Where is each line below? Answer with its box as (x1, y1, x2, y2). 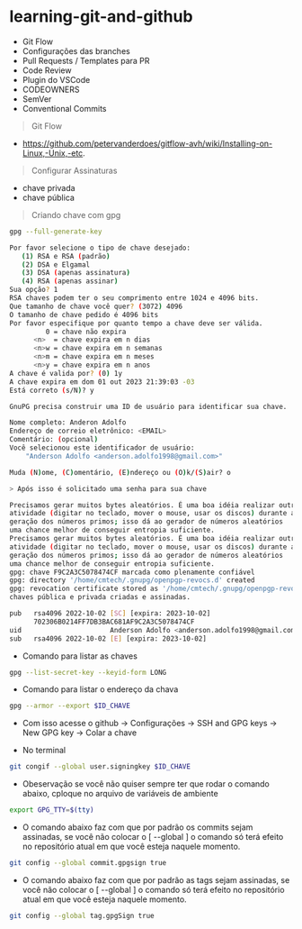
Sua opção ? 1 (9, 286, 58, 295)
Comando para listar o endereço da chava (22, 684, 179, 695)
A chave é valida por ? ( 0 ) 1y (9, 369, 123, 378)
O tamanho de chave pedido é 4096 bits (9, 310, 159, 319)
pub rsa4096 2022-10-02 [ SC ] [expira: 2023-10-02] (9, 609, 211, 618)
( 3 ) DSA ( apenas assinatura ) (21, 269, 130, 278)
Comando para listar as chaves (22, 651, 138, 661)
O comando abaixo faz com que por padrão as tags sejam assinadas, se (22, 874, 290, 885)
